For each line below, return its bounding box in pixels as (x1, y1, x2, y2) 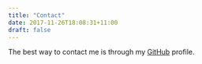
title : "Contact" (8, 11, 65, 20)
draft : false (8, 26, 51, 34)
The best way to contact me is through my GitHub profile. (8, 48, 195, 57)
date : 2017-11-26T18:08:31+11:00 (8, 19, 118, 27)
